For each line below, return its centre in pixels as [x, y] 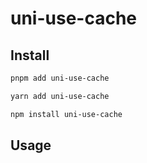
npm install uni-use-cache [66, 114]
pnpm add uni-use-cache [60, 78]
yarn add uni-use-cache [60, 96]
